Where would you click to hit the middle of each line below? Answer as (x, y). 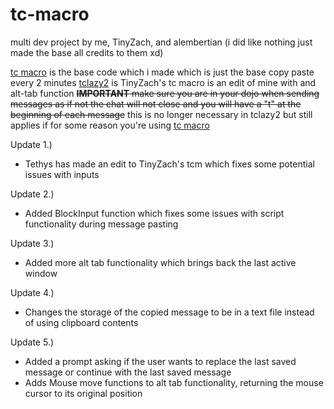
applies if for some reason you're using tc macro (110, 125)
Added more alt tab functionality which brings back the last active (160, 262)
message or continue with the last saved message (128, 372)
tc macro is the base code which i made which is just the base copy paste (162, 72)
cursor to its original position (83, 393)
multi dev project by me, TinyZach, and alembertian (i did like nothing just (161, 42)
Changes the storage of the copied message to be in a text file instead (169, 312)
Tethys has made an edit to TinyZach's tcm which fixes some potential (169, 164)
